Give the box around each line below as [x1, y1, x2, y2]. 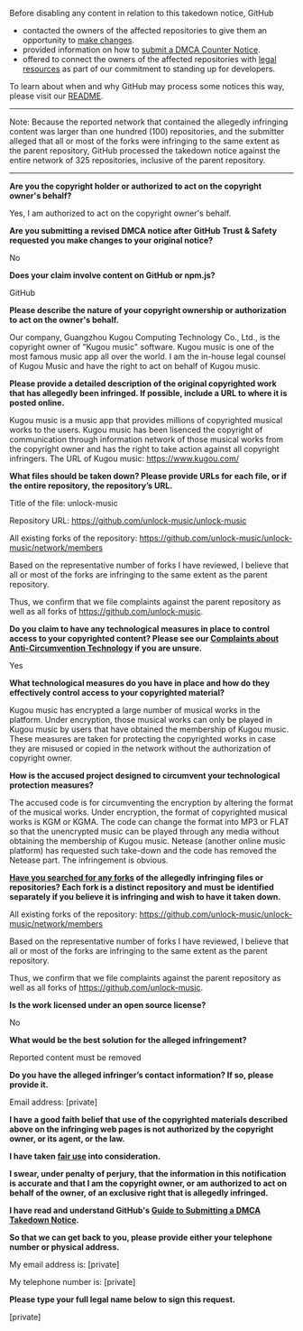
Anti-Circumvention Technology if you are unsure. [9, 642, 203, 653]
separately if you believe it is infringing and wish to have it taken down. [9, 892, 281, 901]
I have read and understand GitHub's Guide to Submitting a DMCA [9, 1205, 262, 1215]
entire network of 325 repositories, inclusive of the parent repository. [9, 155, 266, 165]
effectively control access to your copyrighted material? [9, 688, 225, 698]
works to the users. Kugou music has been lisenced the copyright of [9, 424, 263, 435]
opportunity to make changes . [22, 35, 135, 45]
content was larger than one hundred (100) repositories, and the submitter [9, 126, 285, 136]
